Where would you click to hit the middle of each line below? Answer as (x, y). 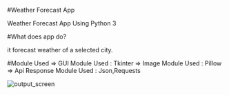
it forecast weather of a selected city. (60, 50)
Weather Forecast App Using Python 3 (62, 23)
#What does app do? (37, 36)
